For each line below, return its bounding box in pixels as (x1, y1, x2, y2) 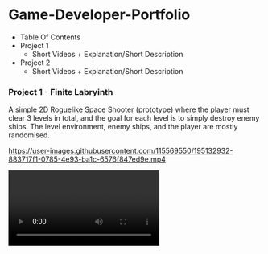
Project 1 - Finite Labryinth (8, 86, 113, 97)
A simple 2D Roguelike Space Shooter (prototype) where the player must (8, 104, 249, 114)
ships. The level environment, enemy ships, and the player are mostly (8, 122, 238, 132)
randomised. (8, 130, 51, 140)
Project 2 (19, 58, 51, 68)
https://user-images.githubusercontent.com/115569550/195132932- (8, 146, 233, 156)
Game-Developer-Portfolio (8, 6, 191, 24)
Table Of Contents (19, 32, 81, 42)
